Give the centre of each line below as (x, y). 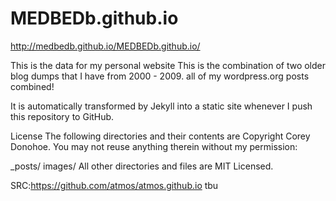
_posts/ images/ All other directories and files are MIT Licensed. (142, 166)
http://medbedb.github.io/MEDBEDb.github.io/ (105, 46)
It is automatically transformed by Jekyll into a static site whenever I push (161, 106)
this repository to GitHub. (62, 116)
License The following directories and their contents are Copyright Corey (160, 136)
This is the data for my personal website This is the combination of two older (168, 65)
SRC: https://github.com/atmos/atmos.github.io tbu (114, 185)
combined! (32, 86)
